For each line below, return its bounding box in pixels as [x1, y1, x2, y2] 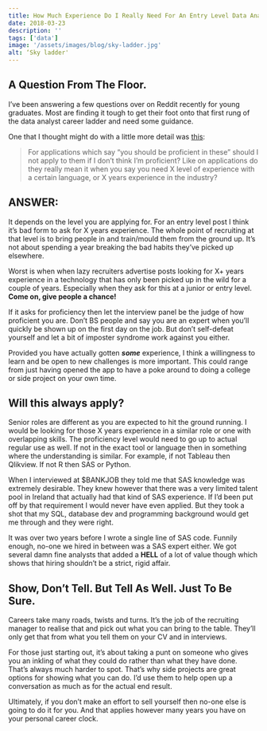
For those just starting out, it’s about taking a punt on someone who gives [8, 647, 249, 658]
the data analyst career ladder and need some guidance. [8, 116, 194, 126]
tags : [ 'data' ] [8, 33, 59, 42]
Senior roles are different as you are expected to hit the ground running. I [8, 418, 248, 427]
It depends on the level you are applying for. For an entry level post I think [8, 217, 250, 226]
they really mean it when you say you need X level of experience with [27, 164, 255, 174]
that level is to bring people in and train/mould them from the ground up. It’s [8, 234, 256, 243]
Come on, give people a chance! [8, 292, 117, 301]
